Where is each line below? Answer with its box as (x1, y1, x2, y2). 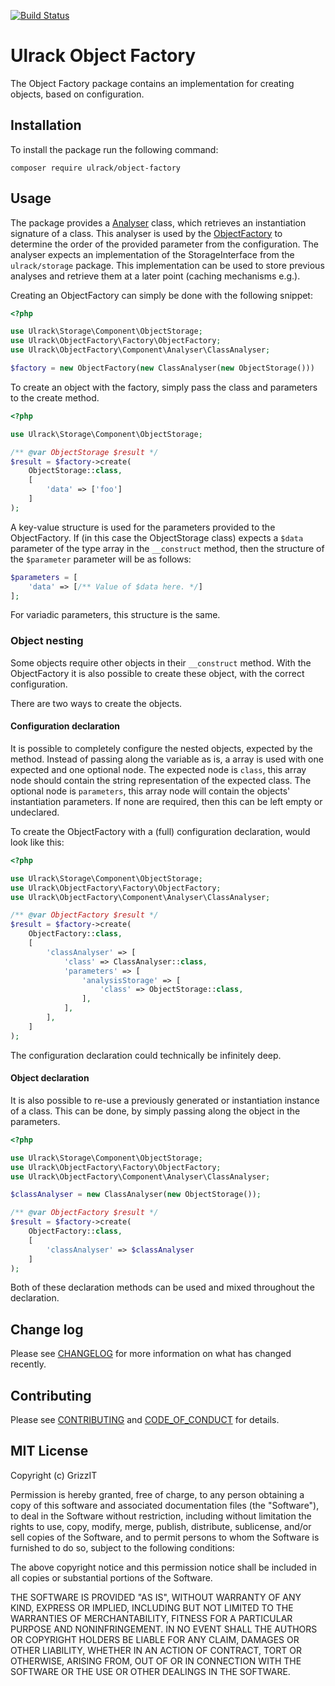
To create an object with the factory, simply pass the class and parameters (10, 381, 318, 393)
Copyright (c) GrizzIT (10, 1469, 98, 1481)
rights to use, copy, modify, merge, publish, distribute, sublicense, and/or (10, 1520, 312, 1532)
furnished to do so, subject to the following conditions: (10, 1541, 235, 1554)
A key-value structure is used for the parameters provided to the (10, 521, 276, 533)
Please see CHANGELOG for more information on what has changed (10, 1348, 292, 1360)
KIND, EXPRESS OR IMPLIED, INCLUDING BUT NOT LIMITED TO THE (10, 1601, 294, 1614)
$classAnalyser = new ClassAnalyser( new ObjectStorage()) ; (10, 1190, 262, 1200)
